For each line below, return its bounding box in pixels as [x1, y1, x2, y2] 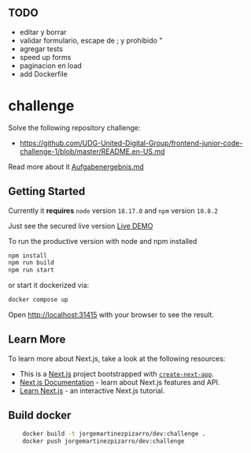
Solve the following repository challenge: [8, 122, 141, 133]
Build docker [8, 409, 72, 422]
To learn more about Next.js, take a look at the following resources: [8, 354, 226, 363]
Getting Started [8, 185, 86, 198]
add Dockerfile [19, 69, 68, 78]
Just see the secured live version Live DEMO [8, 221, 153, 230]
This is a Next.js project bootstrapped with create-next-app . [19, 369, 214, 378]
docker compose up [8, 296, 68, 304]
